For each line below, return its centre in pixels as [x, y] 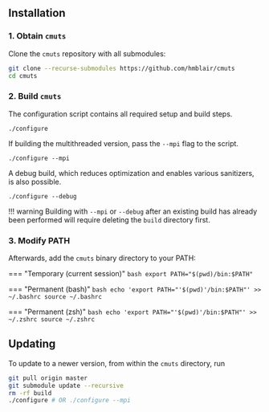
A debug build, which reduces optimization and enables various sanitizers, [131, 173]
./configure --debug [43, 196]
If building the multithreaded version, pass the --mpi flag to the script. [124, 143]
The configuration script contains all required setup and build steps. [120, 114]
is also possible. [35, 182]
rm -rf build [30, 393]
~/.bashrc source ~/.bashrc [55, 297]
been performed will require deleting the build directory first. [109, 219]
